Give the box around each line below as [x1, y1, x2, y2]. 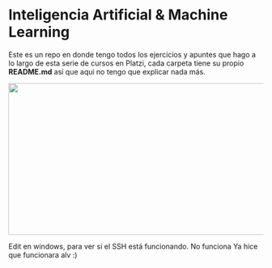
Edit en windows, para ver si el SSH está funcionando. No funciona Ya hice [8, 241, 258, 251]
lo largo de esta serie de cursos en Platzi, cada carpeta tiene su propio [8, 58, 244, 68]
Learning [8, 23, 70, 41]
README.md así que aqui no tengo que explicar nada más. [8, 66, 206, 76]
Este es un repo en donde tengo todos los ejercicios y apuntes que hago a [8, 49, 257, 59]
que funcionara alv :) [8, 249, 78, 260]
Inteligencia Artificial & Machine [8, 6, 228, 24]
